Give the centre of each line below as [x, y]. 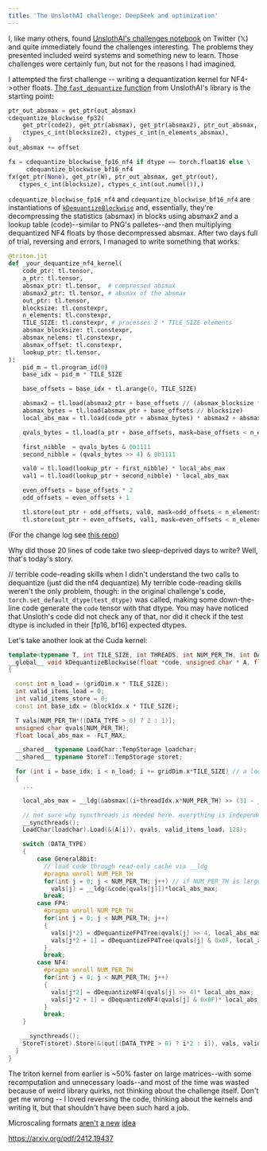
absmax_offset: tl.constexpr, [73, 345]
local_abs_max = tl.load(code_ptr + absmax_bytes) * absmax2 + [130, 418]
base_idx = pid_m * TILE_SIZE [73, 375]
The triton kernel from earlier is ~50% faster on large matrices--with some [130, 1073]
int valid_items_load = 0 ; [60, 692]
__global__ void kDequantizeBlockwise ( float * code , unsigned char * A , [129, 662]
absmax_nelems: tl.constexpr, [73, 337]
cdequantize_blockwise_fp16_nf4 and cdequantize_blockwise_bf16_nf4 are [130, 199]
